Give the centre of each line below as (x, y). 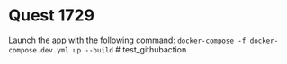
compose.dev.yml (39, 50)
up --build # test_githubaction (130, 49)
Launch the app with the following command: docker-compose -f (127, 40)
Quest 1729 (52, 16)
